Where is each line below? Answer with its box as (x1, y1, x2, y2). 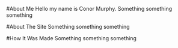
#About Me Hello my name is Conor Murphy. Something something (6, 5, 173, 12)
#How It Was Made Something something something (6, 35, 137, 41)
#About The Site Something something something (6, 23, 130, 30)
